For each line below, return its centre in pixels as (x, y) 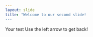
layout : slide (20, 10)
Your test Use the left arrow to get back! (46, 29)
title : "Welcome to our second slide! (46, 15)
